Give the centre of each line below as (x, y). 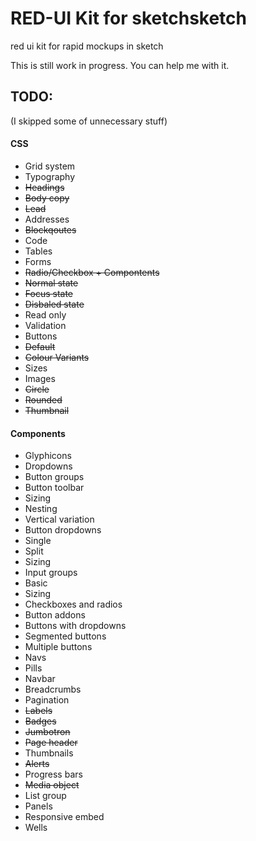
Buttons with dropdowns (75, 626)
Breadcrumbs (53, 689)
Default (40, 346)
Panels (38, 806)
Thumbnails (49, 753)
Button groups (54, 477)
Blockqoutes (50, 229)
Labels (38, 711)
